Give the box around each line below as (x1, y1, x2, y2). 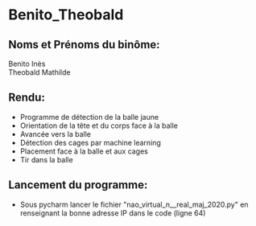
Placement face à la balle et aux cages (19, 146, 149, 156)
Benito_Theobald (8, 6, 124, 24)
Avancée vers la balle (19, 129, 91, 138)
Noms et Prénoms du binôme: (8, 38, 160, 51)
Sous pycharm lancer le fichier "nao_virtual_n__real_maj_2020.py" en (19, 199, 249, 209)
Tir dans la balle (19, 154, 74, 164)
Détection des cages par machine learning (19, 138, 161, 147)
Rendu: (8, 91, 46, 105)
